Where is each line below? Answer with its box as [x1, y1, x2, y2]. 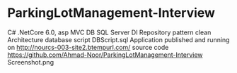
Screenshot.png [7, 58, 54, 66]
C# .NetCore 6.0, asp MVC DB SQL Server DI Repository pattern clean [7, 28, 212, 36]
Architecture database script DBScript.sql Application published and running [7, 35, 230, 44]
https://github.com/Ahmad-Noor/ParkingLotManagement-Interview [7, 51, 203, 59]
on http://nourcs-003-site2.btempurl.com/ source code [7, 43, 169, 51]
